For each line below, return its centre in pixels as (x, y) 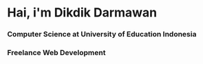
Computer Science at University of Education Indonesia (102, 34)
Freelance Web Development (56, 53)
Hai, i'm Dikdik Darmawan (82, 13)
